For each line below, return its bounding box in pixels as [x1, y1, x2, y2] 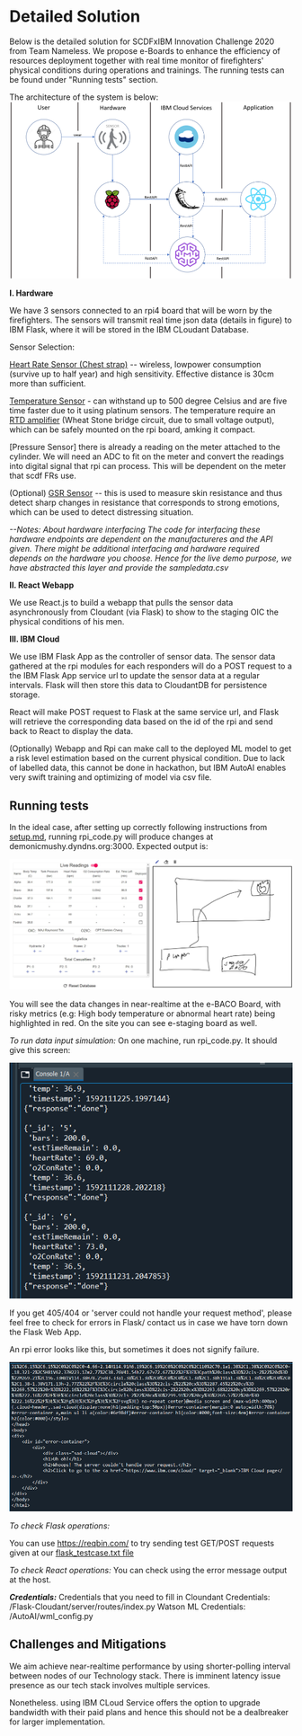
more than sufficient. [9, 378, 87, 389]
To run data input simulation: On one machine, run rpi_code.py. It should [9, 1035, 278, 1046]
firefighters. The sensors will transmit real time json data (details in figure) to [9, 314, 292, 325]
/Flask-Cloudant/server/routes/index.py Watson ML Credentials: [9, 1601, 246, 1612]
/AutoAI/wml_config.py [9, 1611, 93, 1621]
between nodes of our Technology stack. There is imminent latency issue [9, 1670, 281, 1681]
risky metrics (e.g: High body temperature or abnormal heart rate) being [9, 1008, 276, 1019]
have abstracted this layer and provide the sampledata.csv [9, 562, 229, 573]
